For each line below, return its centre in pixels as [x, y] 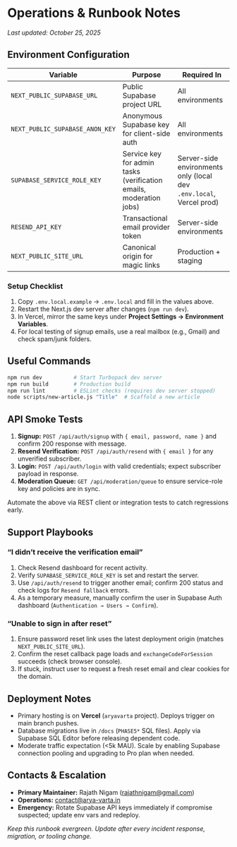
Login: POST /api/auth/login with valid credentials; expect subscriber [119, 466]
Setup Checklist [35, 286]
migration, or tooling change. [49, 836]
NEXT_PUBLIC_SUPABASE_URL [54, 95]
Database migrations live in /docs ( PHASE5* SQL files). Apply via [109, 730]
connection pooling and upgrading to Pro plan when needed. [106, 753]
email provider [146, 227]
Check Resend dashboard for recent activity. [83, 567]
